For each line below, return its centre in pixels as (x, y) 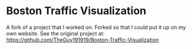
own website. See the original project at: (56, 33)
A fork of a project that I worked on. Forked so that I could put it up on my (96, 27)
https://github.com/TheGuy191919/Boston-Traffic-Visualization (83, 40)
